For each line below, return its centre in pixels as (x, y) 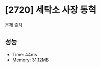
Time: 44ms (25, 54)
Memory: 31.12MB (30, 60)
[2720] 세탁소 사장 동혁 (51, 10)
